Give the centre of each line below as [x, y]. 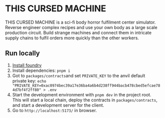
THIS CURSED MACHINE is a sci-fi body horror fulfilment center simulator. [81, 22]
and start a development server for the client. [58, 105]
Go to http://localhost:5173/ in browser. [54, 110]
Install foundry [27, 65]
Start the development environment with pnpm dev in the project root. [82, 94]
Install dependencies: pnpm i [41, 70]
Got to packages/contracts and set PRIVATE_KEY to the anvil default [79, 75]
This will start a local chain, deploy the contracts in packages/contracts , [85, 100]
